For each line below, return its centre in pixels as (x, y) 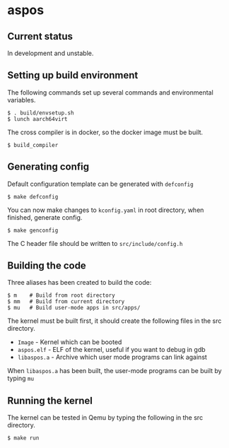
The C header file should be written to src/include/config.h (95, 243)
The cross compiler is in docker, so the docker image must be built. (105, 132)
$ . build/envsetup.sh (41, 113)
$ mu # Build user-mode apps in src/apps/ (74, 308)
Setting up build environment (73, 75)
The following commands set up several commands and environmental (110, 92)
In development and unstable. (51, 53)
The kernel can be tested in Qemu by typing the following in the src (105, 418)
